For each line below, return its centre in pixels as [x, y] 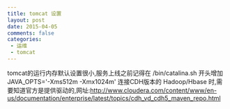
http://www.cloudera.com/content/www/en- [154, 90]
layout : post [26, 20]
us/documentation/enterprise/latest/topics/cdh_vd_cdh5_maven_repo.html [114, 98]
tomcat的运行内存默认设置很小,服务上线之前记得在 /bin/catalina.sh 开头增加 [115, 73]
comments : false [31, 33]
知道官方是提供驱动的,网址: [52, 90]
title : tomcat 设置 [34, 14]
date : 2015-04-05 [32, 26]
